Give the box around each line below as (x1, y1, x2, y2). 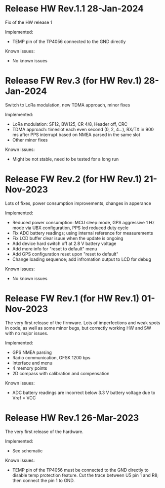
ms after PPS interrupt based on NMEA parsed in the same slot (12, 132, 141, 138)
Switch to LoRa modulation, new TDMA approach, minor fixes (5, 102, 130, 108)
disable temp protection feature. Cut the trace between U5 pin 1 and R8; (12, 472, 159, 478)
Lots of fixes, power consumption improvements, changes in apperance (5, 200, 152, 206)
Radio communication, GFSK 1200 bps (12, 354, 90, 360)
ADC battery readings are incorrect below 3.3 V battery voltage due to (12, 390, 156, 395)
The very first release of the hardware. (5, 429, 84, 435)
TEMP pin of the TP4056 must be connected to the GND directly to (12, 467, 149, 473)
